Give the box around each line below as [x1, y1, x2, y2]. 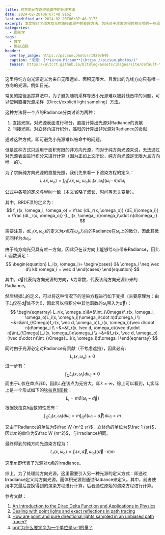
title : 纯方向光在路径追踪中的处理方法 [5, 7, 76, 12]
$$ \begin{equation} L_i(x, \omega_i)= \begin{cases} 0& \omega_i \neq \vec [5, 261, 160, 267]
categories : [5, 26, 29, 30]
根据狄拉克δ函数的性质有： [5, 405, 60, 411]
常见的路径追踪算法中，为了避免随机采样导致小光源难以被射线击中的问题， [5, 93, 156, 99]
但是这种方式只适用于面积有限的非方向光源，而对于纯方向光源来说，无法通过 [5, 147, 160, 153]
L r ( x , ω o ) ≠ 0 [69, 353, 96, 360]
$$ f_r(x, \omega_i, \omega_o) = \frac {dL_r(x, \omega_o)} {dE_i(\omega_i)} [6, 207, 159, 213]
